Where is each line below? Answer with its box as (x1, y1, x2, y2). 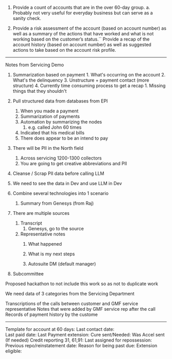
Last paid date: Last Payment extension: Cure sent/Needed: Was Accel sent (5, 332, 165, 337)
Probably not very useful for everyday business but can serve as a (12, 10, 153, 16)
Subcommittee (12, 271, 44, 276)
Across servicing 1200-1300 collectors (20, 155, 102, 161)
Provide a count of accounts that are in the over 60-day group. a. (12, 5, 150, 10)
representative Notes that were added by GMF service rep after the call (5, 306, 156, 312)
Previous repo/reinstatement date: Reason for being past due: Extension (5, 343, 158, 348)
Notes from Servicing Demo (5, 62, 64, 68)
